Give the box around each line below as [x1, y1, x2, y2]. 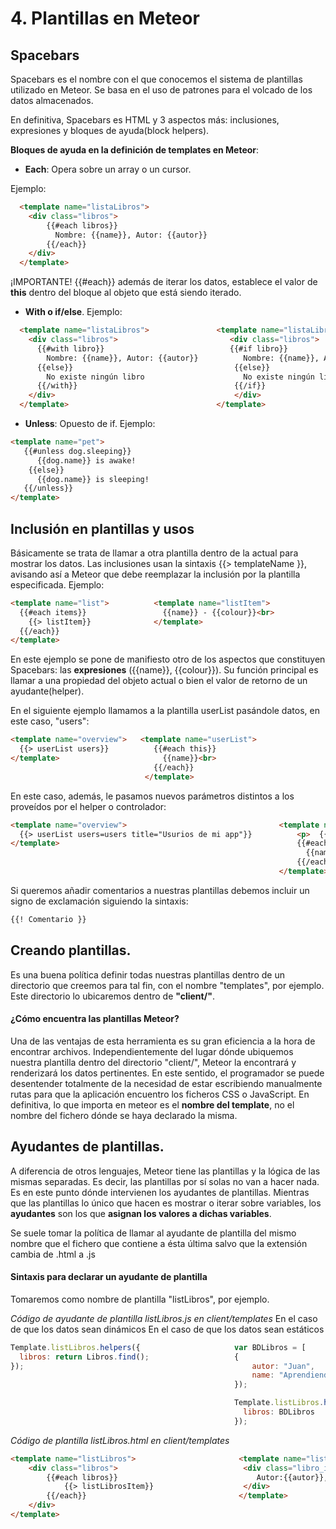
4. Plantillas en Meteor [10, 7, 200, 30]
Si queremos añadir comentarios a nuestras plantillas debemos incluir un [10, 884, 310, 896]
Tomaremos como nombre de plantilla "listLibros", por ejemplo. [10, 1293, 270, 1305]
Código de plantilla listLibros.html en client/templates [10, 1434, 230, 1446]
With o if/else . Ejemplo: [24, 306, 123, 318]
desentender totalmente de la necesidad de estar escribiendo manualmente [10, 1077, 323, 1089]
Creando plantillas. [10, 942, 132, 959]
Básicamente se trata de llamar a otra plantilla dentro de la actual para [10, 547, 299, 559]
